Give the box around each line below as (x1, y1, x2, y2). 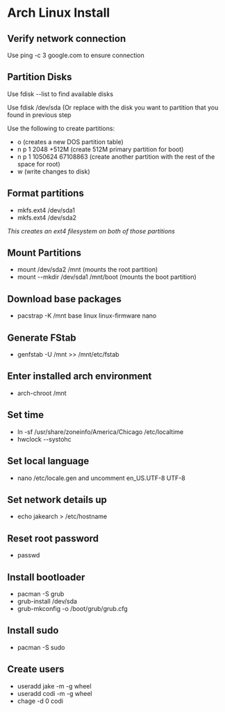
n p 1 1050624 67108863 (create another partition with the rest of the (17, 152, 215, 161)
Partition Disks (7, 71, 72, 83)
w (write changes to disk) (17, 167, 90, 176)
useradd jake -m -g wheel (17, 681, 92, 690)
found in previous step (7, 110, 72, 119)
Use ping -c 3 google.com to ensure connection (7, 51, 144, 59)
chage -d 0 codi (17, 697, 64, 705)
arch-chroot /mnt (17, 389, 67, 397)
